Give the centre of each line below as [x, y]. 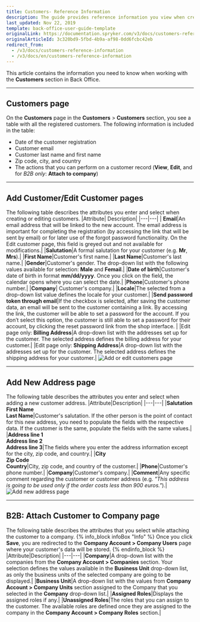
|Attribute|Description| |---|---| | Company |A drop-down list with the [90, 555]
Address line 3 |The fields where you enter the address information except [97, 447]
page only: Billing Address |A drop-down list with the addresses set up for [97, 333]
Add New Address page [51, 382]
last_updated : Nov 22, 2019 [41, 23]
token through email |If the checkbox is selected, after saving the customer [98, 301]
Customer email [34, 148]
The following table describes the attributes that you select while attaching [98, 530]
